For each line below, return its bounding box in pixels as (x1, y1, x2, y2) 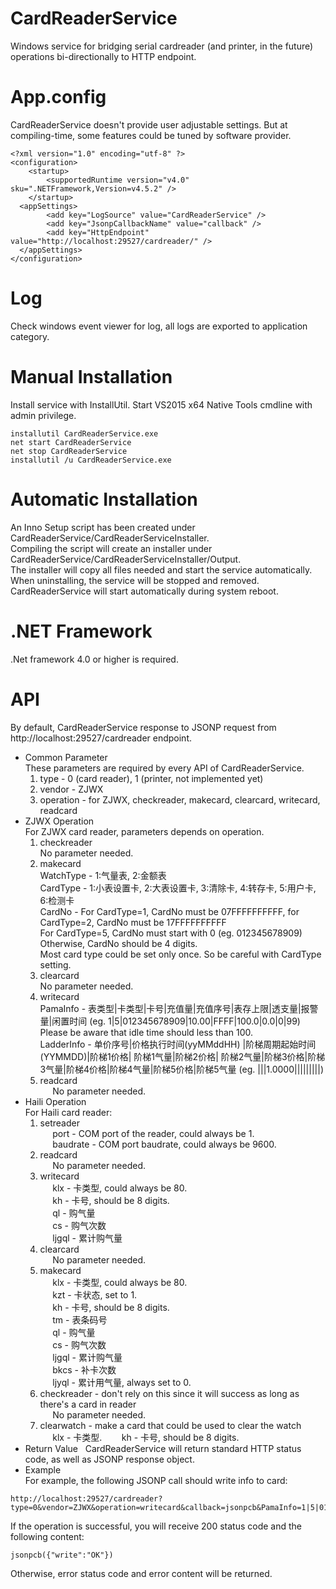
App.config (10, 86, 107, 109)
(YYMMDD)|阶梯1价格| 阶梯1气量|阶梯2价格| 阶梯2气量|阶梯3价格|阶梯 (39, 1050, 326, 1062)
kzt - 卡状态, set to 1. (52, 1288, 138, 1301)
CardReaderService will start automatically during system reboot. (10, 585, 279, 597)
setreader (39, 1117, 80, 1129)
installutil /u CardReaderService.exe (10, 455, 172, 465)
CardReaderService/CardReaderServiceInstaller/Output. (10, 553, 242, 565)
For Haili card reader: (24, 1106, 113, 1118)
